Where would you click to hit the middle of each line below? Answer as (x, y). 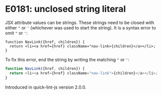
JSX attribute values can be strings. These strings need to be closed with (80, 23)
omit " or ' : (17, 33)
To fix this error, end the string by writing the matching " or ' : (67, 59)
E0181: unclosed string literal (65, 9)
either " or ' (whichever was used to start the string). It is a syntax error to (81, 27)
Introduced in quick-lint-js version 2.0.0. (46, 87)
